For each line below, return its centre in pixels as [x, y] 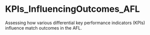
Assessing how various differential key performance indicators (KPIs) [75, 23]
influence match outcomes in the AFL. [44, 28]
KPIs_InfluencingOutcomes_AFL [73, 9]
